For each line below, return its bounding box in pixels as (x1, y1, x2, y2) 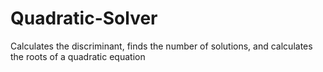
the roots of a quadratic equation (10, 50, 146, 62)
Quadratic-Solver (10, 7, 158, 30)
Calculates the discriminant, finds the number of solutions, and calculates (10, 40, 313, 52)
